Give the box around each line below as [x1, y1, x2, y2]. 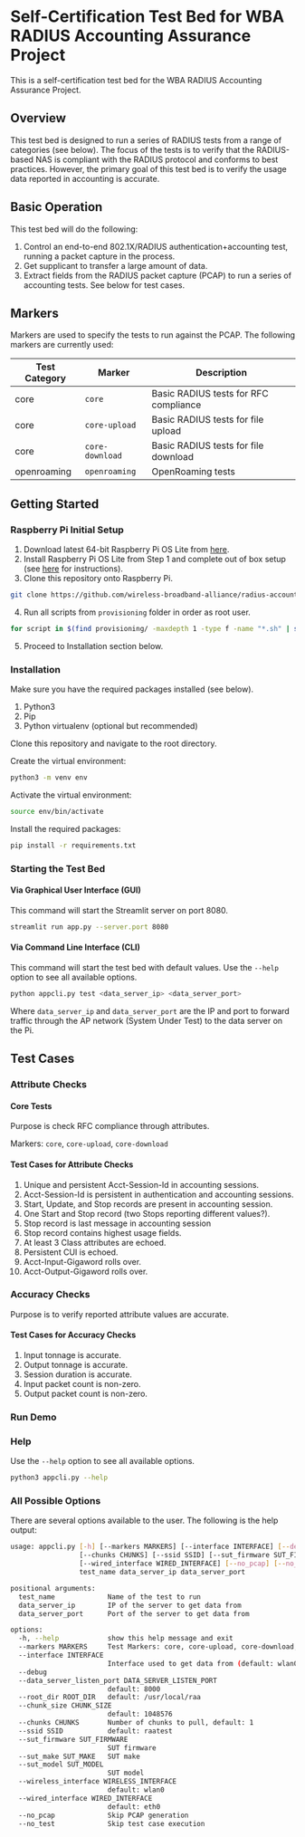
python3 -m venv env [10, 773, 89, 782]
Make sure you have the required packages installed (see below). [10, 684, 254, 694]
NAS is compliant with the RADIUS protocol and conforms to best [35, 154, 279, 165]
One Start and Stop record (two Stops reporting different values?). [23, 1208, 271, 1219]
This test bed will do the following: [10, 224, 138, 234]
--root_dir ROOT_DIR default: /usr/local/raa [18, 1693, 202, 1702]
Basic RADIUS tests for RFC [151, 387, 270, 400]
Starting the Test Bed [10, 862, 106, 875]
